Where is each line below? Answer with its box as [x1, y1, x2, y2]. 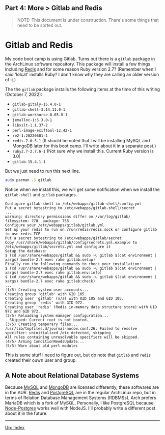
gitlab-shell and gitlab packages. [5, 191, 77, 197]
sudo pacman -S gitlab [5, 177, 52, 183]
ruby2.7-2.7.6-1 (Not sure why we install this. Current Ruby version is [12, 148, 154, 154]
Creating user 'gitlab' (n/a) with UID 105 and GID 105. [5, 296, 124, 301]
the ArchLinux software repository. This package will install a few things [5, 61, 151, 67]
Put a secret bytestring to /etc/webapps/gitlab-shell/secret [5, 205, 135, 211]
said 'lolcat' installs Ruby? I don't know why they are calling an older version [5, 71, 159, 77]
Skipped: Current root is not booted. [9, 317, 89, 322]
